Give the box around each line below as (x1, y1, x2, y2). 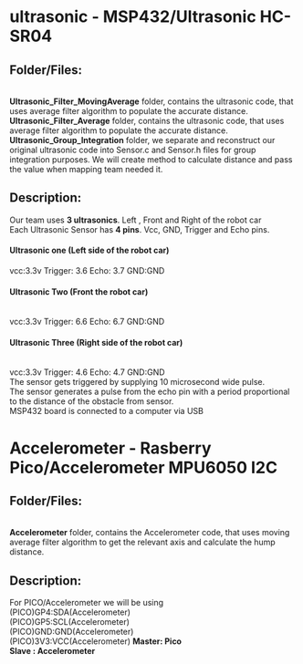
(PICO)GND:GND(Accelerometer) (9, 627, 134, 638)
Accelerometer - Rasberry (9, 438, 212, 458)
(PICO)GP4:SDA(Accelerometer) (9, 607, 131, 617)
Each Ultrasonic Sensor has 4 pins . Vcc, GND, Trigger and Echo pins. (9, 223, 270, 234)
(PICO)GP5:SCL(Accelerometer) (9, 617, 131, 628)
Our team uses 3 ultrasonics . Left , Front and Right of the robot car (9, 214, 262, 225)
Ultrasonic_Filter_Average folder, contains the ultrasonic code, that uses (9, 116, 285, 126)
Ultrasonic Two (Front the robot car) (9, 285, 149, 297)
